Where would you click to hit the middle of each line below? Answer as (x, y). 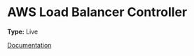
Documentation (29, 45)
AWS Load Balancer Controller (97, 12)
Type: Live (23, 31)
